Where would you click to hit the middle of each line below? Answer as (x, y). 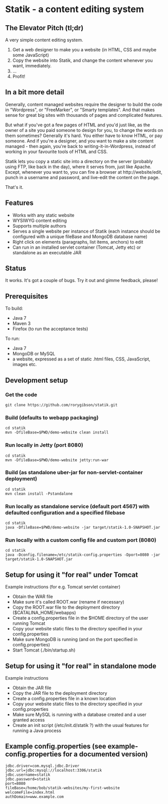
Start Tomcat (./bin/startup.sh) (44, 650)
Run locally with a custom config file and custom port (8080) (81, 540)
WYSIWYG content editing (40, 221)
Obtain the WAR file (33, 597)
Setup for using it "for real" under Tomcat (72, 575)
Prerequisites (27, 296)
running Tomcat (29, 623)
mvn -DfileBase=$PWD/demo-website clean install (57, 432)
